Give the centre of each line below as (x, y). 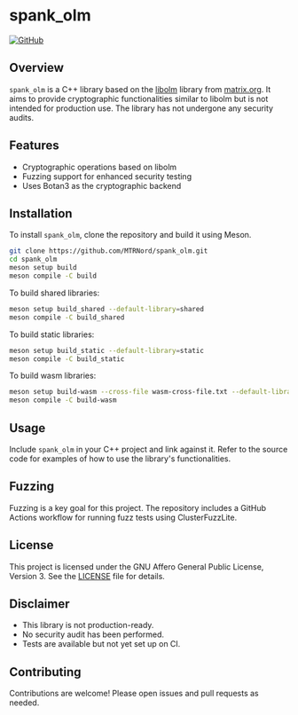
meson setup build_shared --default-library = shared (106, 309)
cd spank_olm (33, 259)
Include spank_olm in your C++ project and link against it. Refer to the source (149, 449)
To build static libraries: (52, 334)
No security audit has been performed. (93, 634)
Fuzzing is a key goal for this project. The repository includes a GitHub (138, 507)
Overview (37, 68)
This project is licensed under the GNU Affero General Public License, (137, 566)
